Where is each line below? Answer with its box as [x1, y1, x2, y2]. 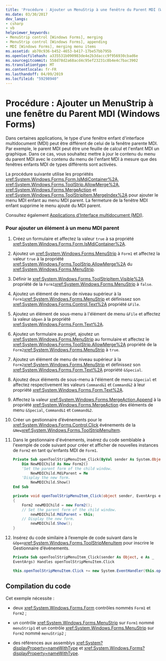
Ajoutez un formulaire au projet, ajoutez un [12, 331, 100, 337]
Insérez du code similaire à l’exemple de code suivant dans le [12, 535, 137, 541]
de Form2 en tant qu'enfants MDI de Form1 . [12, 447, 98, 453]
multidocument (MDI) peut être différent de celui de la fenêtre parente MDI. [5, 140, 158, 146]
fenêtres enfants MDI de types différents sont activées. [5, 161, 118, 167]
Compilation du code [5, 582, 71, 591]
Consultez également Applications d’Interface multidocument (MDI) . [5, 212, 144, 218]
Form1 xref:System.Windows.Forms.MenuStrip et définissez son [12, 296, 141, 302]
